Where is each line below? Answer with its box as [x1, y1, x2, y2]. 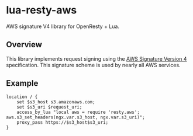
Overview [6, 40, 43, 50]
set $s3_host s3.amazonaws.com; [16, 99, 95, 105]
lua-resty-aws [6, 4, 77, 17]
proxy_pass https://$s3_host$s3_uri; [16, 119, 109, 125]
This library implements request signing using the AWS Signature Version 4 [6, 55, 187, 62]
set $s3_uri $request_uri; [16, 104, 82, 110]
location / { [6, 94, 38, 100]
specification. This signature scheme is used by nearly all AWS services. [6, 61, 181, 68]
